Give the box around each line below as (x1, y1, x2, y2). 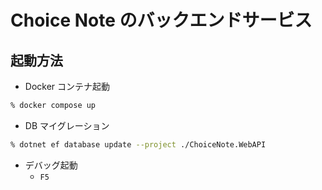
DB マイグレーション (24, 119, 110, 131)
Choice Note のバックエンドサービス (10, 9, 313, 32)
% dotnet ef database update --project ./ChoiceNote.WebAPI (10, 139, 267, 150)
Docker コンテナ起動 (24, 81, 111, 92)
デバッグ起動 (24, 159, 78, 171)
